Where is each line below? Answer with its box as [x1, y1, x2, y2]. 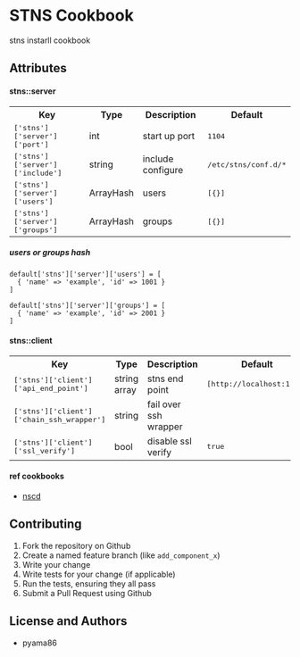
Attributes [9, 61, 67, 76]
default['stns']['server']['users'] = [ [9, 270, 162, 279]
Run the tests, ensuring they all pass [21, 578, 156, 589]
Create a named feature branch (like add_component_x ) [21, 550, 221, 561]
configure [142, 164, 184, 177]
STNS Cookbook [9, 5, 134, 26]
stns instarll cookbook [9, 35, 91, 46]
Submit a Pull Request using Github [21, 587, 152, 598]
